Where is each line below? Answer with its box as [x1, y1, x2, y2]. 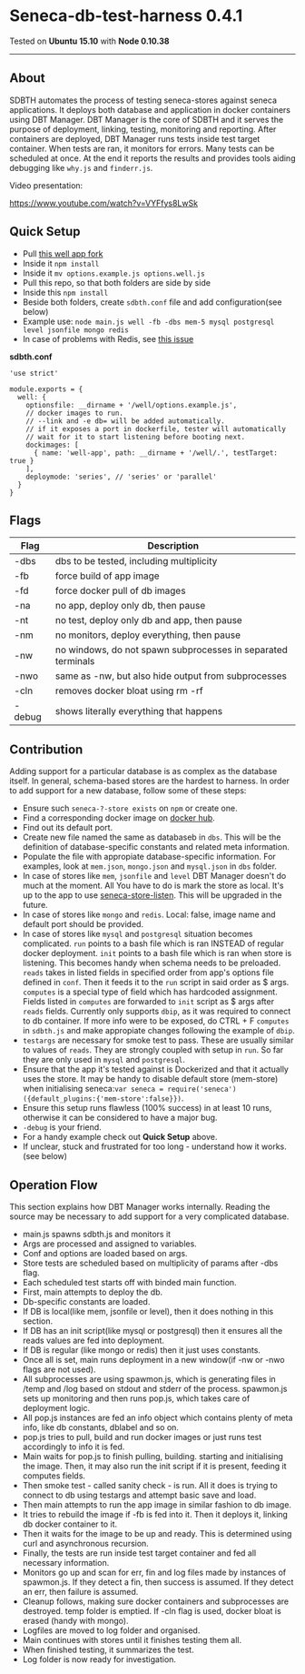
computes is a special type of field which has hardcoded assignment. [22, 986, 279, 997]
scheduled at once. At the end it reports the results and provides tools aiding [9, 152, 296, 164]
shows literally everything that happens [54, 705, 223, 718]
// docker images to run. [25, 408, 124, 418]
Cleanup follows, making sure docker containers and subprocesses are [22, 1596, 290, 1607]
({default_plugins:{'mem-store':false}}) [22, 1094, 182, 1104]
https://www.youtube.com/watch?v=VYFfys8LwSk [9, 197, 198, 208]
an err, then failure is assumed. [22, 1587, 139, 1597]
